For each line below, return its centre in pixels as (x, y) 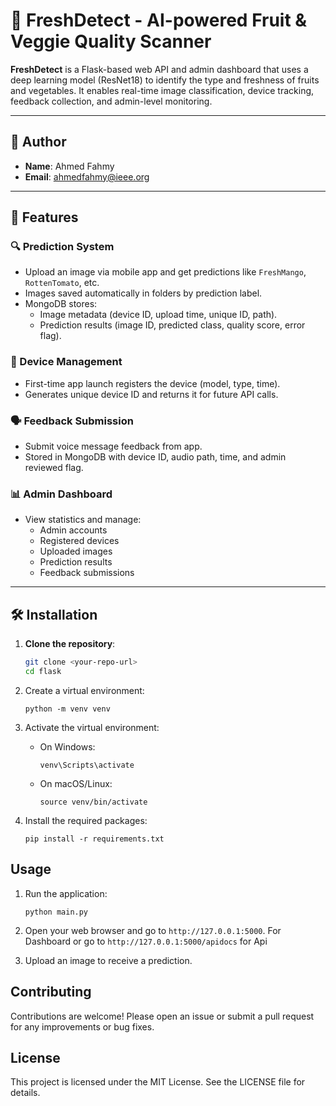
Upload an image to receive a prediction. (108, 960)
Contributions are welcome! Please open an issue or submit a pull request (162, 1016)
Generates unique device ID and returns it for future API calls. (151, 394)
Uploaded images (76, 551)
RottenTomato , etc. (62, 283)
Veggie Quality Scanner (111, 41)
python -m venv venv (67, 709)
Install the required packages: (86, 820)
